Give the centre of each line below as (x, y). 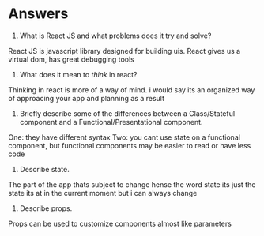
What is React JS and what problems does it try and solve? (115, 36)
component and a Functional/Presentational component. (111, 122)
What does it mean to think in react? (78, 74)
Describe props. (46, 208)
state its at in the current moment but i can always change (103, 193)
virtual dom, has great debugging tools (71, 59)
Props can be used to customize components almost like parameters (120, 223)
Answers (38, 14)
